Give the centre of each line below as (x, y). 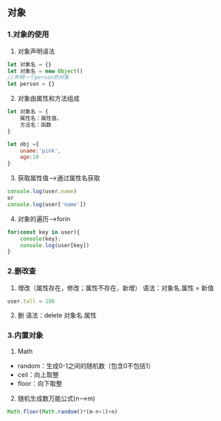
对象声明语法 (36, 51)
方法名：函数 (36, 125)
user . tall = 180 (31, 301)
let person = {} (31, 84)
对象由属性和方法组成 (48, 99)
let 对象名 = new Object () (45, 71)
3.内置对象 (25, 335)
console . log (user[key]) (55, 245)
